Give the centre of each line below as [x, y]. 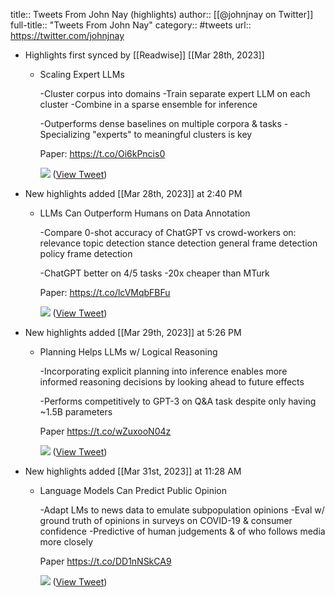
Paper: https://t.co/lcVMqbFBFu [105, 292]
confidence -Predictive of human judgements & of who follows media [182, 531]
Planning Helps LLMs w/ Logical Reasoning [128, 352]
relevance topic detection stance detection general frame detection [178, 243]
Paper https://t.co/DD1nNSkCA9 [105, 561]
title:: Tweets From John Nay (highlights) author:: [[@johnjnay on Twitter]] [162, 14]
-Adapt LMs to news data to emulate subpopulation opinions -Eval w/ [182, 510]
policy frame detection [86, 253]
